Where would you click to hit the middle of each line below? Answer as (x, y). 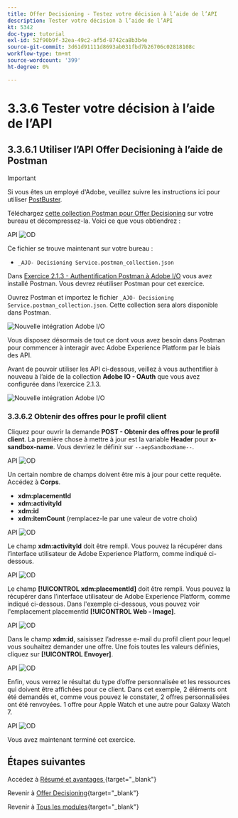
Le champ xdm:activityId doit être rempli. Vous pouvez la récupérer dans (115, 546)
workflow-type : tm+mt (39, 54)
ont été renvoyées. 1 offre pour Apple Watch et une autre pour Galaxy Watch (119, 704)
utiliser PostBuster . (35, 199)
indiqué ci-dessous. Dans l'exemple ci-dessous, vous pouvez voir (104, 604)
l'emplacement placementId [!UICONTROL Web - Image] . (92, 611)
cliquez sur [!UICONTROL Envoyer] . (60, 654)
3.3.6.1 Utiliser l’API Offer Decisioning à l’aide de (115, 150)
